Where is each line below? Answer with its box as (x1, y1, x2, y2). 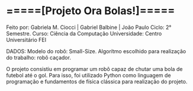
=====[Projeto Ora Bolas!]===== (6, 4, 175, 18)
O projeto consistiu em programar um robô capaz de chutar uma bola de (6, 65, 183, 72)
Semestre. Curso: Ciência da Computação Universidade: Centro (6, 30, 162, 37)
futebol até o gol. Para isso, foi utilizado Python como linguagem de (6, 71, 171, 79)
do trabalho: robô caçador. (6, 54, 71, 61)
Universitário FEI (6, 36, 46, 43)
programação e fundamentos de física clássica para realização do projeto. (6, 78, 188, 85)
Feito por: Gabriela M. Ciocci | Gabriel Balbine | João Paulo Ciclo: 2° (6, 24, 172, 31)
